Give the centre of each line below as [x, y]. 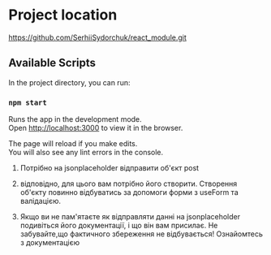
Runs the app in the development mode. [75, 119]
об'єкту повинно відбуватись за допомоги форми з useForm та [129, 192]
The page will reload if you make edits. [73, 144]
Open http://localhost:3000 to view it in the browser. [96, 128]
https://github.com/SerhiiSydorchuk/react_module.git [97, 37]
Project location [63, 15]
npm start [28, 102]
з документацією [49, 243]
